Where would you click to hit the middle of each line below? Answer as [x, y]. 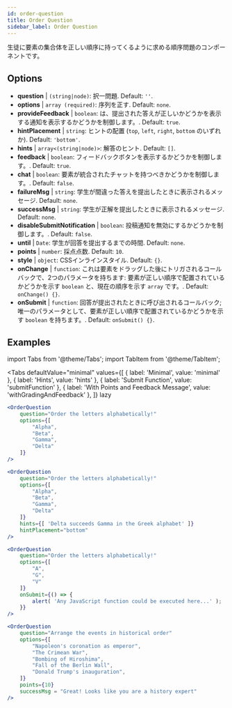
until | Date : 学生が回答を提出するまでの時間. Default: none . [101, 243]
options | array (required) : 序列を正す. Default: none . [94, 105]
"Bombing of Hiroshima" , [68, 659]
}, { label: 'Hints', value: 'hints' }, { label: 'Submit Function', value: [100, 380]
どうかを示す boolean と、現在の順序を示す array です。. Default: [116, 286]
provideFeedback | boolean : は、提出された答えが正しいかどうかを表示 [119, 114]
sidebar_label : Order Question [52, 26]
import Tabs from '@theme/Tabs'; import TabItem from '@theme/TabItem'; [114, 359]
